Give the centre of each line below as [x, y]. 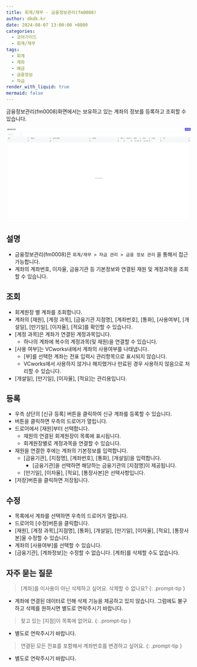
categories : [21, 31]
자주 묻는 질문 [29, 573]
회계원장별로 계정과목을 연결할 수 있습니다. [72, 443]
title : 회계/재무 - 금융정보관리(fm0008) [51, 12]
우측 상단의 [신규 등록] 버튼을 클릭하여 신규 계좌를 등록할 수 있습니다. [93, 414]
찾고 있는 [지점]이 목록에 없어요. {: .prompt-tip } [76, 621]
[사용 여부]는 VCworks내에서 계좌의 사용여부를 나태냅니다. [81, 349]
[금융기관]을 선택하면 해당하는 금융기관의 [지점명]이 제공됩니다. [104, 465]
